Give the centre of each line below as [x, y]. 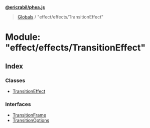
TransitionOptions [31, 120]
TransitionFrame [29, 115]
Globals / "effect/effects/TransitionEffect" [60, 17]
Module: [23, 37]
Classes [15, 80]
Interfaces [18, 104]
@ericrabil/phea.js [25, 7]
